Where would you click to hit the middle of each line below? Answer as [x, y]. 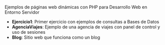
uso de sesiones [28, 32]
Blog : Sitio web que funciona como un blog [56, 37]
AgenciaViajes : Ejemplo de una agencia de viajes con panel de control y [86, 27]
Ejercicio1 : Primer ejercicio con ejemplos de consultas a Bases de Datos [85, 22]
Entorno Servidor [22, 12]
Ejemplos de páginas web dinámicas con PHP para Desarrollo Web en [76, 7]
